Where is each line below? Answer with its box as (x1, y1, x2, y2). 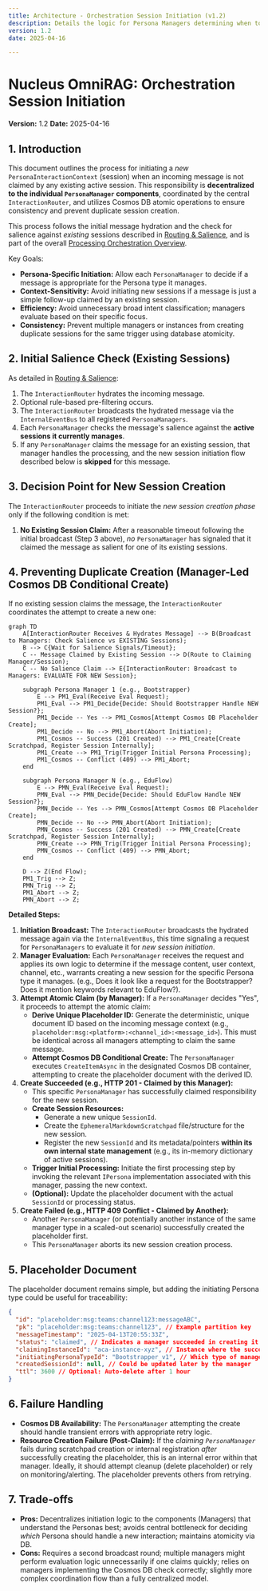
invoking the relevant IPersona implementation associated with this (31, 1172, 251, 1181)
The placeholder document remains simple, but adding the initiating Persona (8, 1285, 259, 1294)
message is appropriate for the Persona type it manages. (19, 278, 207, 287)
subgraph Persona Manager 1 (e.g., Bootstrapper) (22, 686, 191, 694)
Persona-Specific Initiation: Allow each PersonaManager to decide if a (19, 270, 249, 278)
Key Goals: (8, 254, 44, 263)
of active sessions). (43, 1155, 108, 1165)
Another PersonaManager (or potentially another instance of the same (31, 1214, 257, 1224)
